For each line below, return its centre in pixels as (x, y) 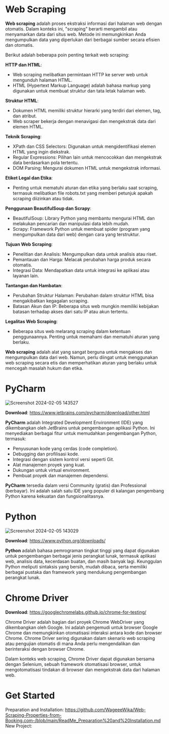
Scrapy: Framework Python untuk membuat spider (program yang (81, 229)
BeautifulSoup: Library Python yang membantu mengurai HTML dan (83, 218)
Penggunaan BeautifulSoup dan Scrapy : (48, 208)
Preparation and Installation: (35, 710)
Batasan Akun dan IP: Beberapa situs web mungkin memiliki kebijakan (86, 306)
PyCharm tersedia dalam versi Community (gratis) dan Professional (76, 485)
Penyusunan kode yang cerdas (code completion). (65, 448)
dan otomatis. (20, 45)
